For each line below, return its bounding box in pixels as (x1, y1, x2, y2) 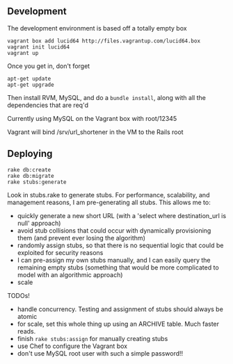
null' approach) (17, 219, 61, 227)
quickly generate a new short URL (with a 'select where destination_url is (17, 211, 227, 220)
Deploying (7, 148, 53, 160)
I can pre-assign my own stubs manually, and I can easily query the (17, 256, 211, 264)
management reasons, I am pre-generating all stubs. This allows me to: (7, 198, 211, 206)
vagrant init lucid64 (7, 43, 70, 51)
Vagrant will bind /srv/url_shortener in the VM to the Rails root (7, 128, 184, 136)
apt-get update (7, 75, 51, 82)
